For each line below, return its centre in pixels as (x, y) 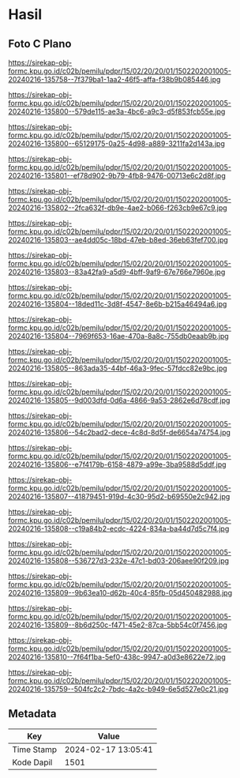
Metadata (32, 714)
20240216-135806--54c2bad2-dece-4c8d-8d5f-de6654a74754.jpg (120, 432)
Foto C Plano (40, 44)
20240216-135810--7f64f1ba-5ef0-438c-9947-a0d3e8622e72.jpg (117, 657)
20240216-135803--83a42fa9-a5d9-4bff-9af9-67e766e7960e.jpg (117, 272)
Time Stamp (35, 750)
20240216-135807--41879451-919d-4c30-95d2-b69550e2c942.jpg (119, 496)
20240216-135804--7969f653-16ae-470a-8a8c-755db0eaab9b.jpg (118, 336)
